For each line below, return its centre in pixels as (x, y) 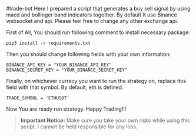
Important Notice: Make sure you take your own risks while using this (105, 120)
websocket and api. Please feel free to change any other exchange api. (92, 21)
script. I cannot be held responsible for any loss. (79, 127)
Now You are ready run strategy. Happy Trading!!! (66, 109)
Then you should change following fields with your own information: (89, 54)
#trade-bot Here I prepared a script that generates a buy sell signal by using (98, 9)
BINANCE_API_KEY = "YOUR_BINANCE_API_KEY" (59, 65)
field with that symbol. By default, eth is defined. (65, 87)
